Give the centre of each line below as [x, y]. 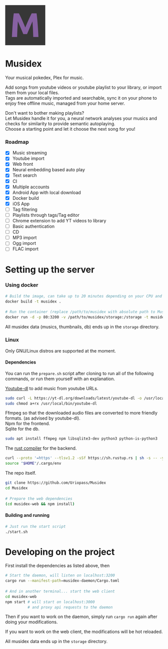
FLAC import [25, 249]
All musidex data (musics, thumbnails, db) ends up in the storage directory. [82, 327]
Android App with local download [46, 192]
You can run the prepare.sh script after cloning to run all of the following [79, 373]
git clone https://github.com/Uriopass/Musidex [56, 483]
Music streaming [30, 153]
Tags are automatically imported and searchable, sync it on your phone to [81, 98]
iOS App [21, 204]
